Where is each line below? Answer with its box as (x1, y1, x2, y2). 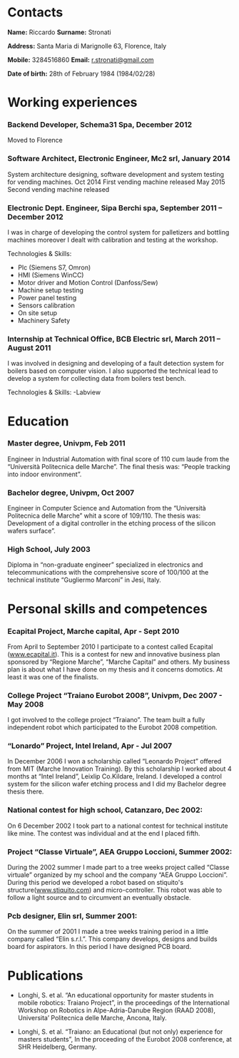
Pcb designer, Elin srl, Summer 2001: (7, 910, 138, 920)
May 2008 (7, 699, 44, 709)
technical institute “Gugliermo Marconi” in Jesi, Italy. (7, 575, 162, 585)
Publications (7, 967, 83, 984)
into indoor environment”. (7, 470, 82, 478)
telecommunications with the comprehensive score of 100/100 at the (7, 568, 209, 577)
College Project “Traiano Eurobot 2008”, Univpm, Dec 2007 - (7, 690, 223, 700)
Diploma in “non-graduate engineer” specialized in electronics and (7, 560, 203, 569)
